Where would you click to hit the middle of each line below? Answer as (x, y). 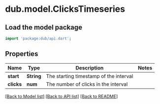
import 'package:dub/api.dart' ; (38, 38)
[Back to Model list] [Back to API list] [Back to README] (62, 96)
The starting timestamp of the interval (90, 76)
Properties (22, 54)
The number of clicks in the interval (87, 84)
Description (90, 68)
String (34, 76)
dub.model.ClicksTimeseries (65, 9)
